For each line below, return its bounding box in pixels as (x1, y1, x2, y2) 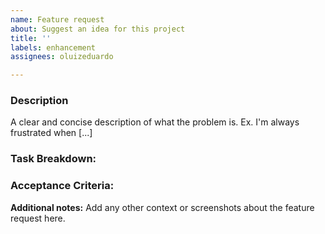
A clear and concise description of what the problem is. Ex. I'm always (10, 116, 300, 128)
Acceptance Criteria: (10, 179, 115, 193)
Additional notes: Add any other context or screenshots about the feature (10, 201, 315, 213)
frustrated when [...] (10, 127, 93, 139)
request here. (10, 212, 66, 224)
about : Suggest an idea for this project (10, 24, 186, 34)
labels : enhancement (10, 42, 97, 53)
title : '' (10, 33, 52, 43)
